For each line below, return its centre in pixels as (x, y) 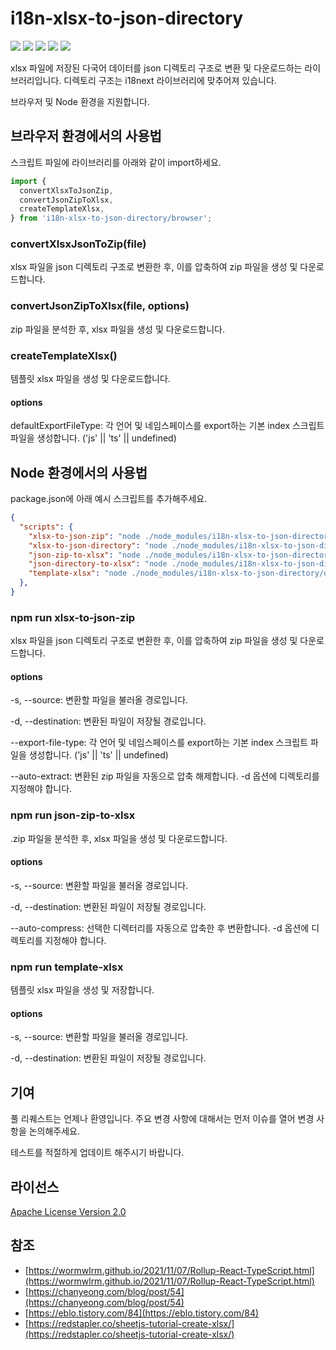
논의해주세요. (54, 1131)
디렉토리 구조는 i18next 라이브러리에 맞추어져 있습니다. (170, 80)
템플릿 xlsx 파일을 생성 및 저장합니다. (82, 990)
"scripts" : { (46, 527)
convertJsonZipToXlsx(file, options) (100, 306)
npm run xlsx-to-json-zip (73, 617)
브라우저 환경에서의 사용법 (86, 136)
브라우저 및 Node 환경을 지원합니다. (80, 101)
